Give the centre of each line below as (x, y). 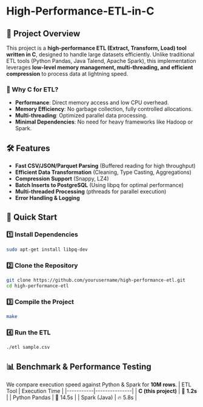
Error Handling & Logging (47, 198)
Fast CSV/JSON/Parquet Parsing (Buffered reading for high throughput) (105, 166)
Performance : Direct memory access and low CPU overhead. (92, 103)
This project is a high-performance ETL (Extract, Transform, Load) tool (96, 48)
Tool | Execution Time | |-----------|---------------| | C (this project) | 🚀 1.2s (102, 391)
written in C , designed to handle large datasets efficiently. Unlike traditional (101, 55)
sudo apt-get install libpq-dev (47, 250)
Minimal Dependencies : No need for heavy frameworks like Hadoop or (104, 122)
